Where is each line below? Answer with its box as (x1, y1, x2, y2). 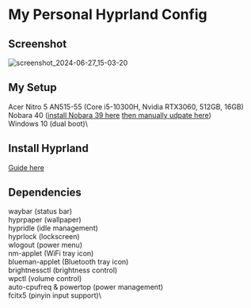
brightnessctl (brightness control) (8, 265, 118, 275)
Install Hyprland (8, 142, 89, 155)
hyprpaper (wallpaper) (8, 215, 82, 225)
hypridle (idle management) (8, 223, 99, 233)
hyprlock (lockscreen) (8, 232, 81, 241)
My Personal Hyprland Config (8, 6, 207, 24)
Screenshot (8, 37, 67, 51)
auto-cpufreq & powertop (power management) (8, 283, 164, 292)
